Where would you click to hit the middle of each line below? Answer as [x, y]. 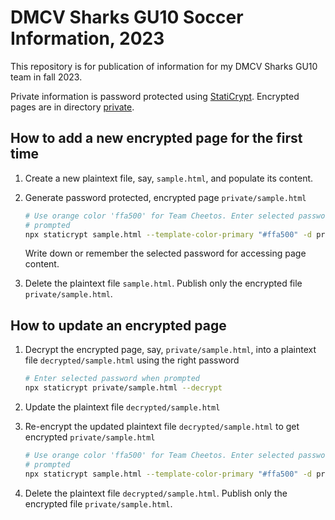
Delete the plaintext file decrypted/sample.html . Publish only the [156, 493]
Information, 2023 [87, 38]
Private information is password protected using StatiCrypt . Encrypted [155, 96]
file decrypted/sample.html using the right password [132, 360]
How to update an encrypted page [118, 325]
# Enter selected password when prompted [112, 379]
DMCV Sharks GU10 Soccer [127, 17]
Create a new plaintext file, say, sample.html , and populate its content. [169, 178]
